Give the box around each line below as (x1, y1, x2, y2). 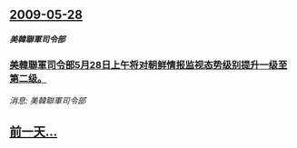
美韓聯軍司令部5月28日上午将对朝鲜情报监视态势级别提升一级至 (9, 59, 288, 72)
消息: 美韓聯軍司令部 (9, 94, 86, 105)
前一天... (9, 124, 58, 140)
